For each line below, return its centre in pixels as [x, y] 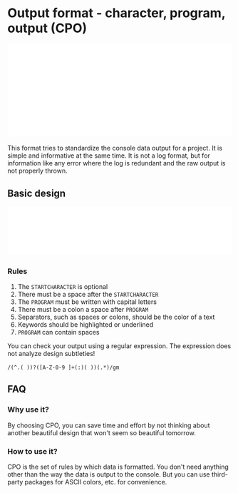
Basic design [37, 193]
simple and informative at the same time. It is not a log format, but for [109, 156]
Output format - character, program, [117, 13]
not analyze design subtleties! [51, 354]
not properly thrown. [37, 171]
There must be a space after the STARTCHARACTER [88, 295]
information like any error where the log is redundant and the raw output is [117, 163]
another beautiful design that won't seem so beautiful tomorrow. [102, 432]
